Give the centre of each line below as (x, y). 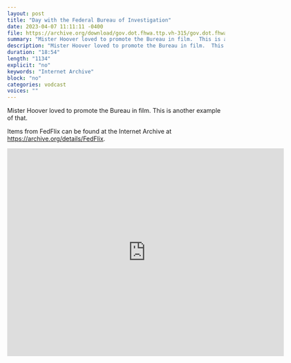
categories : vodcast (37, 85)
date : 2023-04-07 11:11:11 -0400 (55, 26)
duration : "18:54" (34, 53)
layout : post (26, 14)
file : (15, 33)
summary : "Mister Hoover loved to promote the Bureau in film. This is (114, 39)
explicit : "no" (29, 65)
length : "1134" (29, 59)
